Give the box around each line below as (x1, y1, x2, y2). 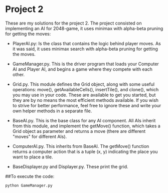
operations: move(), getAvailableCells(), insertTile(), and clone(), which (12, 86, 159, 92)
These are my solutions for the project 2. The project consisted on (5, 20, 142, 26)
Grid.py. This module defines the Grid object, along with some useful (12, 81, 154, 87)
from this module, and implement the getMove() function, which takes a (12, 123, 160, 129)
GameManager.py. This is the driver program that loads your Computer (12, 61, 159, 67)
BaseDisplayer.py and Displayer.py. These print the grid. (12, 163, 129, 169)
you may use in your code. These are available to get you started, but (12, 92, 156, 98)
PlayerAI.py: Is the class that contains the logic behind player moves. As (12, 40, 161, 46)
